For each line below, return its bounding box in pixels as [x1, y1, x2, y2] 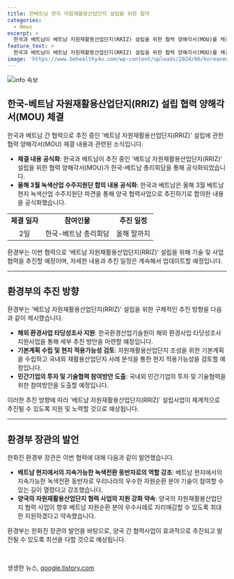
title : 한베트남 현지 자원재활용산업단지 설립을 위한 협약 [7, 10, 150, 17]
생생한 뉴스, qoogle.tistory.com [7, 564, 95, 572]
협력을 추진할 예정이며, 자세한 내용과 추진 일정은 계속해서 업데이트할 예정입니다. [7, 256, 223, 265]
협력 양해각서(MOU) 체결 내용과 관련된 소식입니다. [7, 140, 144, 148]
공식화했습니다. [24, 198, 66, 206]
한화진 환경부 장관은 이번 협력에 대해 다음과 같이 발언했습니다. [7, 453, 175, 462]
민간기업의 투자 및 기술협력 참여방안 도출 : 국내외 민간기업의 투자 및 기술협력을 [17, 373, 226, 381]
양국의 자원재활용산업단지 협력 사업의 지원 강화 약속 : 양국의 [17, 495, 176, 503]
